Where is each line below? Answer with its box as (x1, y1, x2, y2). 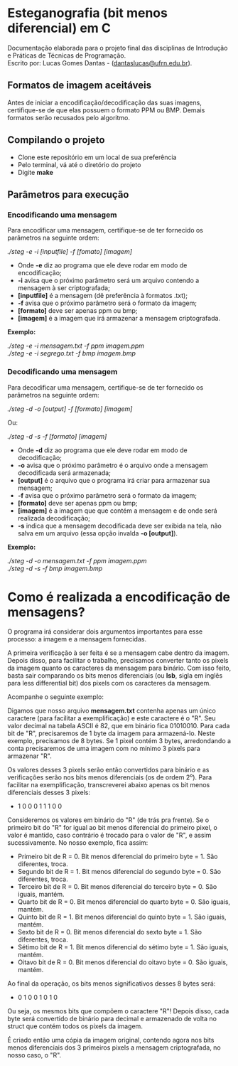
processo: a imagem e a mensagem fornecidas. (7, 635, 147, 644)
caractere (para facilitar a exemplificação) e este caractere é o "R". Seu (7, 714, 216, 723)
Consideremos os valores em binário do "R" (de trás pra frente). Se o (7, 816, 210, 824)
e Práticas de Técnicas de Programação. (7, 51, 126, 60)
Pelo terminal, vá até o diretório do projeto (17, 160, 141, 169)
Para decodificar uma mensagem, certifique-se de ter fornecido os (7, 383, 204, 392)
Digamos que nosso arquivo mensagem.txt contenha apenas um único (7, 706, 217, 715)
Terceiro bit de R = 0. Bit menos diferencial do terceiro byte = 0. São (17, 883, 217, 891)
